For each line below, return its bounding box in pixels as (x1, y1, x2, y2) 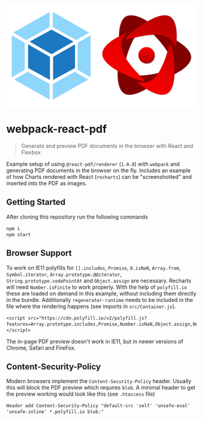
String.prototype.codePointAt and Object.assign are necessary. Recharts (6, 277, 192, 284)
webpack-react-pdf (6, 123, 107, 136)
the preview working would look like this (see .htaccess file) (6, 390, 155, 397)
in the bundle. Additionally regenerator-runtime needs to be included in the (6, 296, 193, 303)
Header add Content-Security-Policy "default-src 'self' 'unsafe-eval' (6, 403, 190, 409)
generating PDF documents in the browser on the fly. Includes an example (6, 167, 191, 174)
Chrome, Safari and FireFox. (6, 344, 76, 352)
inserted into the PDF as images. (6, 179, 88, 187)
